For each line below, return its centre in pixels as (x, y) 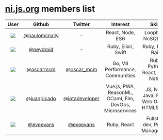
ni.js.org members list (50, 9)
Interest (121, 24)
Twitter (81, 24)
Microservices (120, 110)
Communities (120, 75)
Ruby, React (120, 124)
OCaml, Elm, (121, 98)
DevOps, (121, 104)
